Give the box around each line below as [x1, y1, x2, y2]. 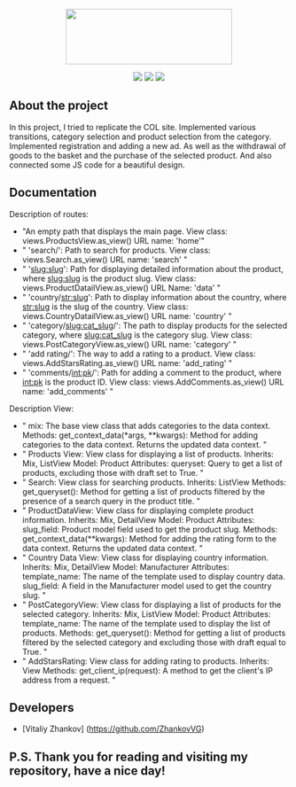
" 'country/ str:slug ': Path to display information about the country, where [21, 292, 287, 302]
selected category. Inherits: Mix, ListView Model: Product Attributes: [21, 608, 271, 619]
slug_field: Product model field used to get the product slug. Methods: [21, 524, 277, 534]
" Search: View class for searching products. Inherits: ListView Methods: [21, 477, 286, 487]
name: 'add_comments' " [21, 386, 113, 396]
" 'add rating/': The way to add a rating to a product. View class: [21, 348, 256, 359]
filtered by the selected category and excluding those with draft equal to [21, 636, 286, 647]
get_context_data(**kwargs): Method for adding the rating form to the [21, 533, 277, 544]
